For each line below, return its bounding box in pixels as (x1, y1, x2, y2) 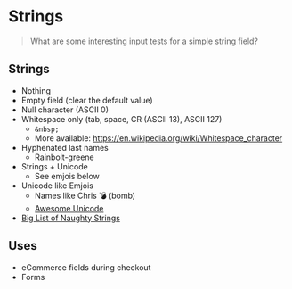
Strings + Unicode (20, 161, 88, 171)
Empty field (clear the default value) (20, 95, 153, 105)
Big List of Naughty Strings (20, 212, 121, 223)
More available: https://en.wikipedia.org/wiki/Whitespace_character (34, 132, 283, 144)
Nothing (20, 85, 51, 95)
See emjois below (34, 170, 100, 181)
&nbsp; (34, 125, 60, 134)
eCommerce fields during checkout (20, 261, 151, 273)
